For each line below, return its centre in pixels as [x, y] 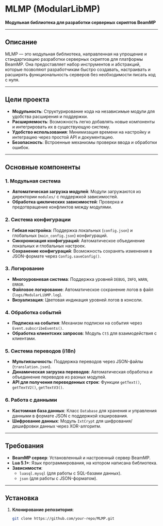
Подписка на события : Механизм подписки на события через [77, 323]
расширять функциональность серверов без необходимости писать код [81, 74]
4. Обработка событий [33, 312]
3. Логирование [25, 269]
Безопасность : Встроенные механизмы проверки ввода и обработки [84, 142]
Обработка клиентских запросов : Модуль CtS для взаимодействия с [84, 333]
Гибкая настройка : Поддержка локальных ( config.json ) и [72, 230]
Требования [24, 446]
